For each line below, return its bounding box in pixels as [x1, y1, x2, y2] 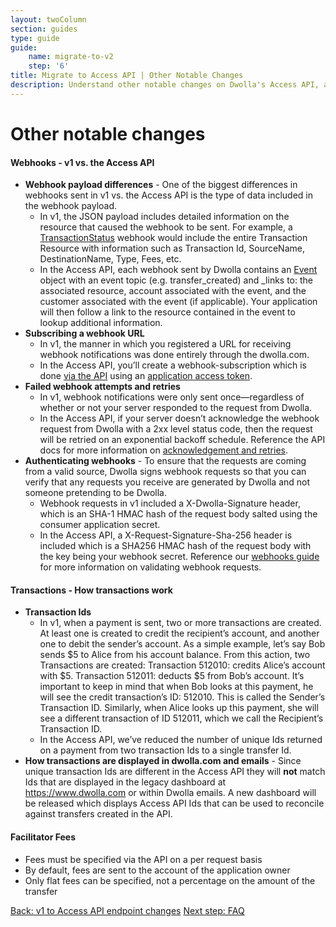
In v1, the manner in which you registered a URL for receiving [39, 338, 292, 350]
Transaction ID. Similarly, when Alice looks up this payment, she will [39, 702, 319, 714]
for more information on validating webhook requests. [39, 561, 262, 573]
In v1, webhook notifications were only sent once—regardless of [39, 391, 305, 403]
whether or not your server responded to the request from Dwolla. [39, 402, 313, 414]
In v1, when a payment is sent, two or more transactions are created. [39, 617, 322, 629]
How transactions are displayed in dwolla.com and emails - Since [24, 755, 302, 767]
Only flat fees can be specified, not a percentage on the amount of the [24, 874, 316, 886]
